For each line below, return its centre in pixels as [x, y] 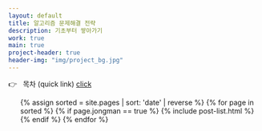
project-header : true [44, 53]
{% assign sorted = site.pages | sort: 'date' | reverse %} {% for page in [137, 102]
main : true [26, 46]
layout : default [35, 16]
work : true [26, 38]
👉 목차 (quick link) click [50, 84]
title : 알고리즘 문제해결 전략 [52, 23]
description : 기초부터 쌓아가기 [55, 30]
